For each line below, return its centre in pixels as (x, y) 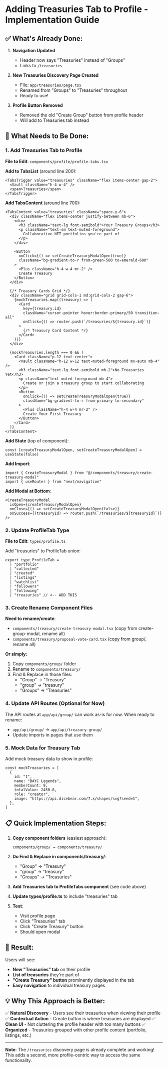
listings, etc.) (18, 1035)
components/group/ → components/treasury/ (57, 847)
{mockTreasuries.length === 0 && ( (47, 352)
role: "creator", (32, 794)
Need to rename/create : (30, 619)
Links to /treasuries (41, 65)
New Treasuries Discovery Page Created (55, 75)
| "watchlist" (24, 582)
